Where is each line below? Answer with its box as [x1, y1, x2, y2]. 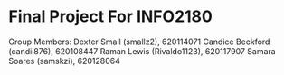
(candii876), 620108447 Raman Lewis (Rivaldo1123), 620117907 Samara [8, 45, 277, 56]
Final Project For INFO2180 [8, 6, 213, 27]
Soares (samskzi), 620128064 [8, 55, 121, 66]
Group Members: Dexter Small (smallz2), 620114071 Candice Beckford [8, 36, 270, 47]
